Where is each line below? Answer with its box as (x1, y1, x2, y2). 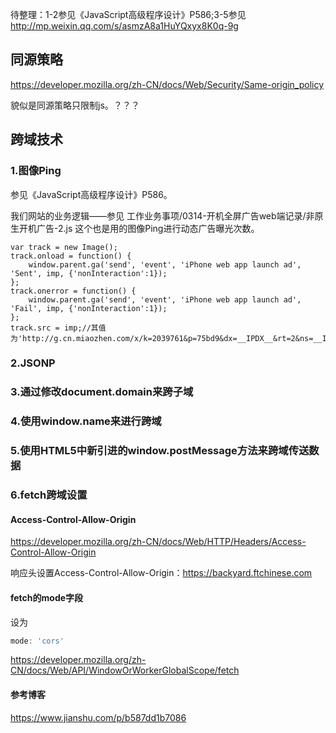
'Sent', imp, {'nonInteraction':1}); (10, 268, 168, 278)
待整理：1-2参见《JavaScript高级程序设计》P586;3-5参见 (10, 9, 247, 20)
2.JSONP (10, 356, 56, 370)
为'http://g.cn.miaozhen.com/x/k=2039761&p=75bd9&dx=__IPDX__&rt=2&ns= (10, 333, 314, 343)
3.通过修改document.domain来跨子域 (10, 385, 194, 399)
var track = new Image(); (10, 242, 118, 252)
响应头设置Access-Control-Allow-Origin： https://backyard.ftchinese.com (10, 567, 313, 579)
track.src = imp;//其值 (10, 323, 107, 333)
